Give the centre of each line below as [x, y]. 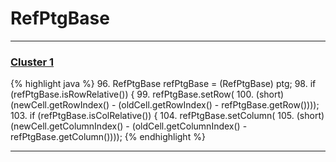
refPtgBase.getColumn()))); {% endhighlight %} [108, 137]
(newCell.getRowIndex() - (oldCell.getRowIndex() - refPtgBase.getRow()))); [165, 105]
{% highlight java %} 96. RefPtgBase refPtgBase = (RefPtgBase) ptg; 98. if [163, 84]
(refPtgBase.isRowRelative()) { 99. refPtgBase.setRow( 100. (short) [147, 94]
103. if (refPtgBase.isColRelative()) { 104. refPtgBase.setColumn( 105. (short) [167, 116]
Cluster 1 [32, 62]
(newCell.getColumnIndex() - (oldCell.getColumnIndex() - [129, 126]
